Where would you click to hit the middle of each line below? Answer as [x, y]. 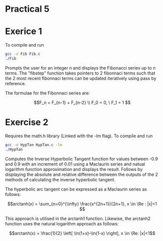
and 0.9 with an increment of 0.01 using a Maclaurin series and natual [75, 164]
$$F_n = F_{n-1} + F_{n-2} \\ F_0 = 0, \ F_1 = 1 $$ [82, 102]
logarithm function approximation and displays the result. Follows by [74, 169]
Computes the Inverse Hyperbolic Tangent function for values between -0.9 [81, 159]
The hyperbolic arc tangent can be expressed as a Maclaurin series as [76, 189]
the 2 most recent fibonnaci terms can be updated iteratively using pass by [81, 78]
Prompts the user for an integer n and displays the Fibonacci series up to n [80, 68]
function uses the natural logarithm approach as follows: [62, 223]
